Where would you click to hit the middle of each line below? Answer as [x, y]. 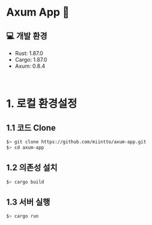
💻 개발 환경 [27, 36]
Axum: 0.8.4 [30, 66]
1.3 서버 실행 [28, 202]
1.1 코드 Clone [31, 127]
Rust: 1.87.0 [29, 53]
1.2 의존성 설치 [32, 168]
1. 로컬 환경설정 [42, 104]
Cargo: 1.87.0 [31, 60]
